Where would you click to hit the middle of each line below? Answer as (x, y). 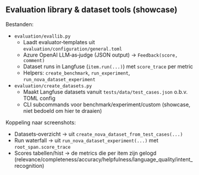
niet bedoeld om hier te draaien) (63, 110)
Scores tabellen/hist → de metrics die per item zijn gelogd (85, 153)
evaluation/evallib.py (42, 36)
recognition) (29, 165)
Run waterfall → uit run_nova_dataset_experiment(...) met (86, 140)
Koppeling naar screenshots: (41, 122)
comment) (34, 60)
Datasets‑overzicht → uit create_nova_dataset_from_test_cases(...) (98, 134)
